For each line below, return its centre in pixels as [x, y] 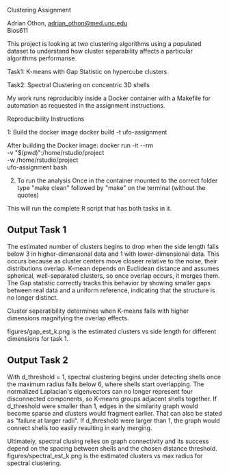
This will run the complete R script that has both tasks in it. [90, 208]
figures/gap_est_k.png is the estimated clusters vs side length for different [112, 331]
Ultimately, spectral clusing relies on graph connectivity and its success [108, 441]
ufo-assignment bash [37, 167]
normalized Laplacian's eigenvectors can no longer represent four [100, 391]
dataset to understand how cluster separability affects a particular [100, 51]
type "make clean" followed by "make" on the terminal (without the [111, 188]
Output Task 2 [38, 360]
